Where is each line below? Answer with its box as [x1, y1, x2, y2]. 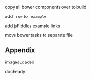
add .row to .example [5, 14, 46, 19]
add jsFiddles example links [5, 23, 61, 29]
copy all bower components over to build [5, 4, 87, 10]
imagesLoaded [5, 59, 35, 65]
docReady [5, 68, 26, 74]
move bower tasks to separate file [5, 32, 73, 38]
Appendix [5, 46, 35, 55]
